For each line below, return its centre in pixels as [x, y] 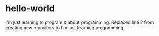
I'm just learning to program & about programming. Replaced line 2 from [80, 22]
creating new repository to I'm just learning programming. [65, 27]
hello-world [30, 9]
